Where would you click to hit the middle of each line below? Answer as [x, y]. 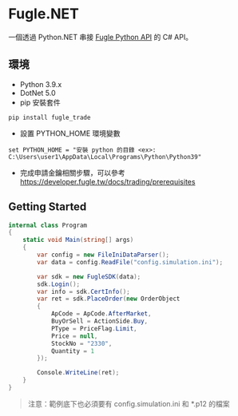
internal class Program [48, 225]
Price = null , [74, 336]
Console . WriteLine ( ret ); [78, 373]
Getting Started [48, 207]
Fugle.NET [44, 14]
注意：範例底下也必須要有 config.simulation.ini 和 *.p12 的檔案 [129, 403]
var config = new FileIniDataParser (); [103, 255]
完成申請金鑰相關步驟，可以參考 [72, 172]
